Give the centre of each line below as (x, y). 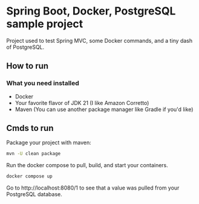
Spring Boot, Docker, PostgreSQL (91, 11)
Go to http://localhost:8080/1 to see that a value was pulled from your (93, 188)
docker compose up (29, 176)
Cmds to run (30, 128)
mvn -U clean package (34, 154)
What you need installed (43, 83)
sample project (45, 24)
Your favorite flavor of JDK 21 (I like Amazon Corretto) (82, 103)
